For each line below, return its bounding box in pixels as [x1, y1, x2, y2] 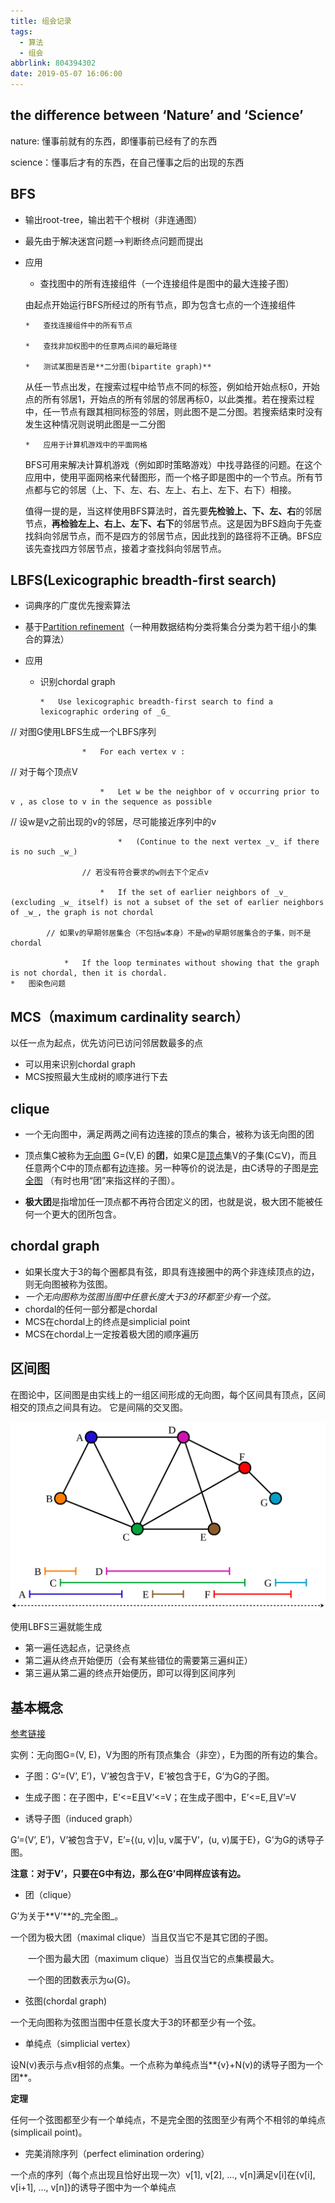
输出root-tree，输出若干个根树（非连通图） [24, 213, 203, 225]
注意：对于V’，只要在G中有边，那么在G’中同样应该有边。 [10, 1868, 247, 1880]
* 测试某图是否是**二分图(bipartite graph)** [24, 361, 212, 372]
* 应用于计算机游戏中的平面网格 [24, 440, 148, 450]
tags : [10, 26, 33, 37]
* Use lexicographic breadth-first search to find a [39, 697, 273, 707]
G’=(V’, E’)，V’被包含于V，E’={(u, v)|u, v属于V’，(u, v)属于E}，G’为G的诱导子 [10, 1834, 325, 1846]
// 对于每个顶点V [10, 766, 78, 778]
